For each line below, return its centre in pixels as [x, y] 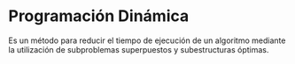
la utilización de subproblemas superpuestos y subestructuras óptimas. [139, 49]
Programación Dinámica [99, 16]
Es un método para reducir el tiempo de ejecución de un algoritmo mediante [147, 40]
